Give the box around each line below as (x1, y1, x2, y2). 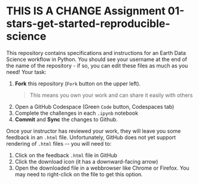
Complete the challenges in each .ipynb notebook (14, 109, 139, 116)
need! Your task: (6, 68, 47, 75)
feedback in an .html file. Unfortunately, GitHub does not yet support (6, 133, 176, 141)
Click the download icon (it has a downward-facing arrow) (14, 158, 158, 165)
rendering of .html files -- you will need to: (6, 140, 112, 147)
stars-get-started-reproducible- (6, 17, 170, 30)
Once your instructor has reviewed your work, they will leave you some (6, 127, 181, 134)
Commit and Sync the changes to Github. (14, 115, 118, 123)
